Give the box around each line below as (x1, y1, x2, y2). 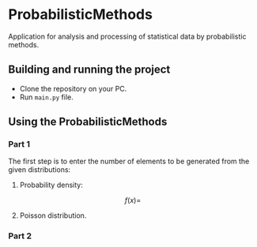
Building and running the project (8, 63, 171, 77)
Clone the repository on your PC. (19, 84, 127, 93)
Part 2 (8, 230, 32, 241)
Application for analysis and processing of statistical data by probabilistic (8, 32, 247, 41)
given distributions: (8, 165, 71, 174)
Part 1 (8, 139, 30, 150)
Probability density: (19, 180, 83, 190)
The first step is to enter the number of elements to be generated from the (8, 156, 250, 167)
